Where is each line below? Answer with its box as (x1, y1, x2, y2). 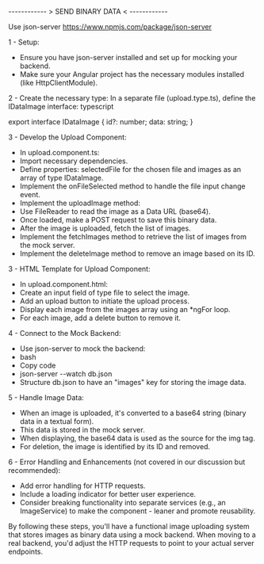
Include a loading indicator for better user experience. (19, 490, 197, 498)
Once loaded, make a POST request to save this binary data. (19, 215, 217, 224)
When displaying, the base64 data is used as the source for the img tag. (19, 433, 255, 443)
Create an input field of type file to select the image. (19, 288, 190, 297)
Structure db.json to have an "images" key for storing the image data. (19, 378, 247, 387)
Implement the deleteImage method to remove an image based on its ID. (19, 249, 255, 258)
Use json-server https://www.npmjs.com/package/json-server (8, 22, 212, 31)
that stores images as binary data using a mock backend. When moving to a (8, 530, 256, 539)
